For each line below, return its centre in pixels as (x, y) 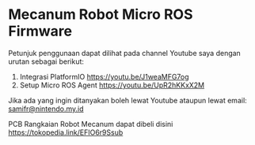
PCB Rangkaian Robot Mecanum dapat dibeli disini (91, 124)
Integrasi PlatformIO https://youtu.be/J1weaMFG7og (104, 76)
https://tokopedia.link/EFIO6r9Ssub (66, 132)
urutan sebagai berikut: (46, 61)
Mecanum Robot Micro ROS (101, 15)
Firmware (40, 31)
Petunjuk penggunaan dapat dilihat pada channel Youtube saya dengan (125, 53)
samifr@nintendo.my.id (46, 109)
